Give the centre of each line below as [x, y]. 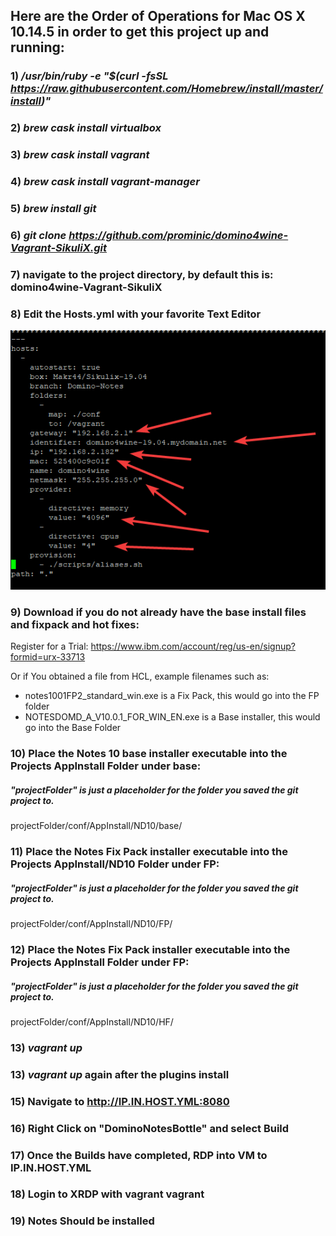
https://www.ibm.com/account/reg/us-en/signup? [193, 646]
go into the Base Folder [73, 728]
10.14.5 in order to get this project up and [140, 32]
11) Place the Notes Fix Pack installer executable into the [149, 852]
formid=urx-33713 [48, 657]
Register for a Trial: [49, 646]
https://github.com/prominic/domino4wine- [178, 235]
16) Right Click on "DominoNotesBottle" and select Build [150, 1128]
